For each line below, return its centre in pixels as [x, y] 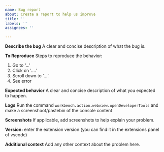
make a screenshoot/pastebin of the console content [59, 111]
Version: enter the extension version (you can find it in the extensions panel [82, 130]
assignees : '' [20, 28]
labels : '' [16, 23]
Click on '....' [25, 71]
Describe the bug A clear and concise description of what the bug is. [75, 46]
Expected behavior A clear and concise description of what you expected [80, 91]
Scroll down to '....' [31, 76]
